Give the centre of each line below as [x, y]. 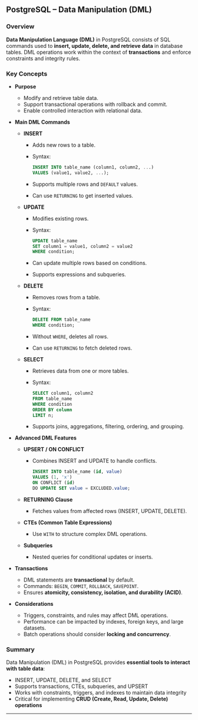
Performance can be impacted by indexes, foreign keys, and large [103, 621]
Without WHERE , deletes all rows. [70, 337]
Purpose [25, 86]
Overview [20, 27]
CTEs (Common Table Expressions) [68, 522]
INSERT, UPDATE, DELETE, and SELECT [63, 680]
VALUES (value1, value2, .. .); [71, 173]
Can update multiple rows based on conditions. [90, 263]
